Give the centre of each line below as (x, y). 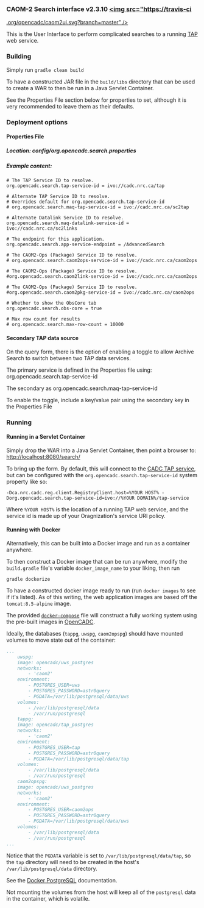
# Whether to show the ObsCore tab (51, 303)
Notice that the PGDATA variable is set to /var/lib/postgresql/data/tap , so (99, 856)
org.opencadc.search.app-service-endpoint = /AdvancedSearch (86, 245)
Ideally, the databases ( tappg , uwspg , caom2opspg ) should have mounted (95, 633)
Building (19, 57)
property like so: (27, 481)
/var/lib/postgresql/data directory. (52, 868)
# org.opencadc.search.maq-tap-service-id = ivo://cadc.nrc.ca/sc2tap (98, 207)
